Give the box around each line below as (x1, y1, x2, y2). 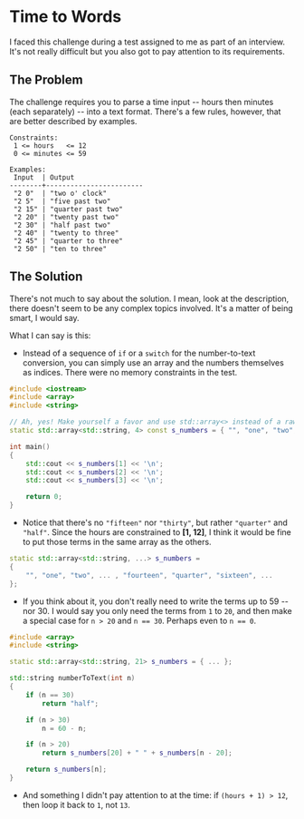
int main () (9, 442, 51, 451)
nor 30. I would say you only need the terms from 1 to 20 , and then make (22, 605, 292, 616)
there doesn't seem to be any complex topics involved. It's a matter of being (9, 302, 294, 314)
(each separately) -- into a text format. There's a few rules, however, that (9, 106, 281, 117)
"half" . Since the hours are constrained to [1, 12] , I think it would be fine (22, 527, 292, 538)
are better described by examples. (9, 115, 138, 126)
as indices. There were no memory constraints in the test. (22, 366, 238, 377)
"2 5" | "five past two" (13, 197, 111, 206)
